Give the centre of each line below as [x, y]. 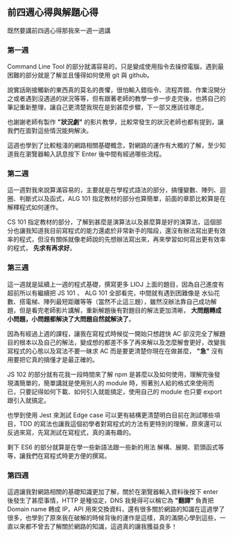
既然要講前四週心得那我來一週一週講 [59, 30]
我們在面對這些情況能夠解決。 [50, 131]
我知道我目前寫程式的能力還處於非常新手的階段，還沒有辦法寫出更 [119, 231]
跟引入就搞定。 [28, 400]
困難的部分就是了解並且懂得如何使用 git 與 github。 [80, 76]
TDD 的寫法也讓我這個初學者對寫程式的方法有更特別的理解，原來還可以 [121, 423]
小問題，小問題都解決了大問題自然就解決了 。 [71, 319]
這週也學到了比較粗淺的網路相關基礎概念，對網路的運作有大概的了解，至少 [113, 146]
